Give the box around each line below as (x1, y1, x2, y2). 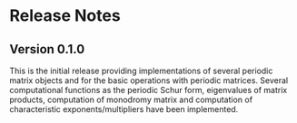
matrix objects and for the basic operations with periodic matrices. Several (9, 75, 289, 86)
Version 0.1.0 (9, 42, 85, 57)
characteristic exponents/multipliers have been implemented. (9, 104, 239, 114)
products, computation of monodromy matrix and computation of (9, 94, 252, 105)
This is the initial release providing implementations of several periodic (9, 65, 273, 76)
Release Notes (9, 5, 121, 26)
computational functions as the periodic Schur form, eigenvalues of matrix (9, 85, 288, 95)
